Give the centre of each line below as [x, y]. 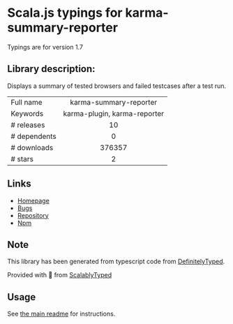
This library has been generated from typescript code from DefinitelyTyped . [116, 262]
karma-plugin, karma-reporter [114, 113]
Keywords [27, 113]
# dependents [34, 136]
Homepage [33, 200]
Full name [27, 102]
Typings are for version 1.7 [45, 47]
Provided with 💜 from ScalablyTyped [60, 275]
